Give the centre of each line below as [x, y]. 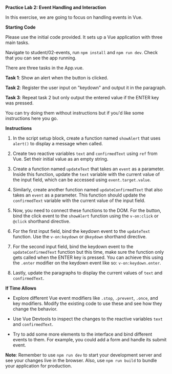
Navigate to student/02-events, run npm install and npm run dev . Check [81, 52]
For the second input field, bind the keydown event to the [73, 247]
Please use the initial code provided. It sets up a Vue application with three [84, 37]
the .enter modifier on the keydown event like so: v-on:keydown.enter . [87, 263]
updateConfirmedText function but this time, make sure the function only [88, 252]
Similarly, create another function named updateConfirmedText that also [88, 190]
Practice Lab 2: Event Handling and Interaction [56, 7]
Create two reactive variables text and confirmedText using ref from [85, 153]
